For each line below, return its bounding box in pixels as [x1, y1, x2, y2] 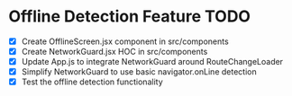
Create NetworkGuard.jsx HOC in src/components [21, 47, 208, 57]
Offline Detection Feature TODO [8, 6, 251, 27]
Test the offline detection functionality [21, 76, 163, 87]
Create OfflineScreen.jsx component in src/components [21, 36, 229, 47]
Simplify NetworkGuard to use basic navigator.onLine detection [21, 66, 258, 77]
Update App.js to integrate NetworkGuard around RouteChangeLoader [21, 57, 284, 67]
